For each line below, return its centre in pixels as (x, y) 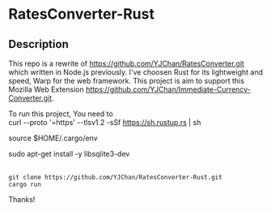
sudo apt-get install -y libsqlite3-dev (69, 154)
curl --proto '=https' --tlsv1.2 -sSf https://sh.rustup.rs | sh (105, 122)
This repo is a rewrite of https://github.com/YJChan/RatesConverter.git (126, 63)
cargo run (25, 184)
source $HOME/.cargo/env (53, 138)
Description (38, 44)
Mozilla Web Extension (46, 89)
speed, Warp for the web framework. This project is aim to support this (127, 81)
